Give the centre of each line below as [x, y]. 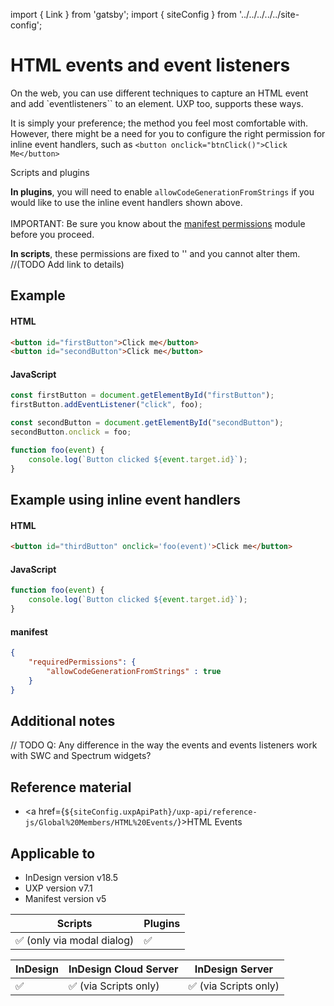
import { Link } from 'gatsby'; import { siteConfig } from [123, 14]
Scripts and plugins [50, 172]
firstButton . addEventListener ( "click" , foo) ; [106, 405]
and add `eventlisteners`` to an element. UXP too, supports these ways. [157, 103]
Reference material [71, 787]
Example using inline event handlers [125, 500]
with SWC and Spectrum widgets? [81, 756]
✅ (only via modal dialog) [75, 940]
